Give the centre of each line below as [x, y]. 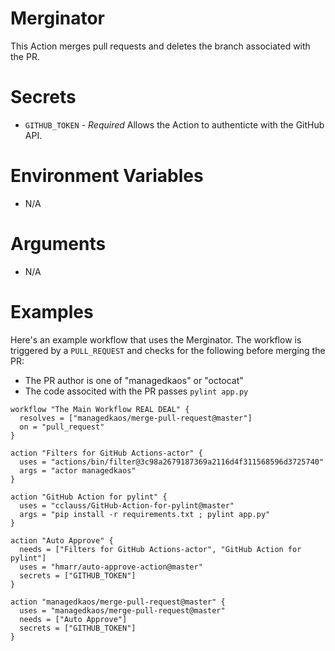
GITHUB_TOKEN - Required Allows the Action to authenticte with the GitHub [174, 124]
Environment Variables [107, 176]
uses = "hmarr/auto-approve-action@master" [111, 567]
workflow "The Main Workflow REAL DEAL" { [100, 409]
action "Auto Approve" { [62, 540]
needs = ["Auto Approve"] [73, 619]
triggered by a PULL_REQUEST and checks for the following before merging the [168, 350]
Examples [52, 311]
